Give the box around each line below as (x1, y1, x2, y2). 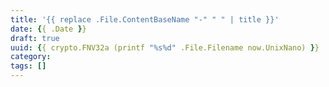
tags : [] (10, 61, 47, 71)
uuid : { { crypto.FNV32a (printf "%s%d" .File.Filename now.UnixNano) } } (10, 42, 320, 53)
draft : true (10, 33, 60, 43)
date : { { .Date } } (10, 24, 87, 34)
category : (10, 52, 52, 62)
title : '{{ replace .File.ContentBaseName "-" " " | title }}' (10, 14, 280, 25)
